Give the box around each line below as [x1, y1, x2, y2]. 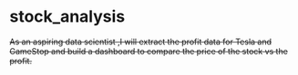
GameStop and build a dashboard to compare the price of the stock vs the [9, 45, 289, 56]
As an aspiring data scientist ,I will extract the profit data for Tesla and [9, 36, 272, 47]
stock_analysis [9, 6, 126, 27]
